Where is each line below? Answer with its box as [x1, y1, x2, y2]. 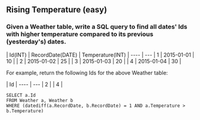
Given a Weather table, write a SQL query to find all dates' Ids [6, 23, 188, 31]
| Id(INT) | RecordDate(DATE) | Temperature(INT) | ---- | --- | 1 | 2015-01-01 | [6, 51, 195, 59]
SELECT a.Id [6, 92, 36, 98]
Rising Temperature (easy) [6, 5, 107, 15]
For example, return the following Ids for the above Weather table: [6, 69, 168, 76]
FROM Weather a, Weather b [6, 97, 73, 103]
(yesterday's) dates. [6, 38, 67, 46]
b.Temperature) [6, 107, 44, 114]
